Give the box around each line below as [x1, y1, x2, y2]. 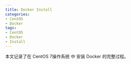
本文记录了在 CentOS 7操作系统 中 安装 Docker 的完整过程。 [5, 53, 129, 59]
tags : [5, 26, 16, 31]
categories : [5, 12, 30, 17]
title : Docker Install [5, 7, 52, 12]
